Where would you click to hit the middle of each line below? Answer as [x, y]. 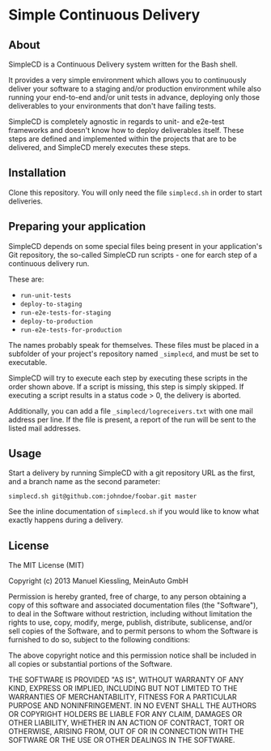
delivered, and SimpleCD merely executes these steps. [100, 147]
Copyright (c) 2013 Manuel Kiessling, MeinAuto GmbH [98, 581]
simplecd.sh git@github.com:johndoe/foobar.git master [103, 496]
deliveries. [25, 201]
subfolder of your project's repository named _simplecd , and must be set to [133, 354]
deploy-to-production [56, 321]
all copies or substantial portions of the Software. [90, 664]
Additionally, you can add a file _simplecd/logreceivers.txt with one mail [131, 410]
